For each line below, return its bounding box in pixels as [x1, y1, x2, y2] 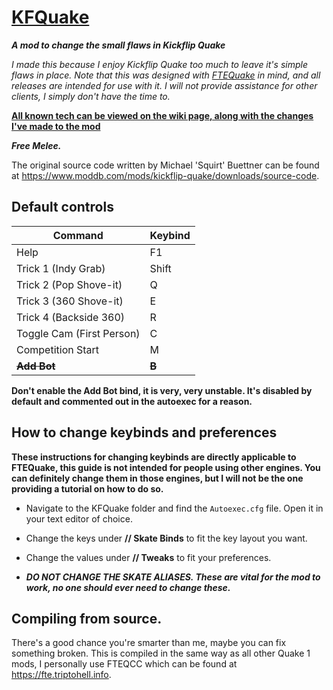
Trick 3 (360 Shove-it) [16, 294, 124, 308]
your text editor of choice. [25, 512, 133, 525]
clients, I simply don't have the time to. [11, 90, 171, 102]
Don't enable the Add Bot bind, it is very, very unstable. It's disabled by [11, 384, 313, 396]
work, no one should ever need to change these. [25, 581, 231, 593]
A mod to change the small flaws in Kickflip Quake [11, 39, 226, 51]
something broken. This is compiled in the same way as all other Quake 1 [11, 647, 311, 660]
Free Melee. [11, 139, 62, 151]
